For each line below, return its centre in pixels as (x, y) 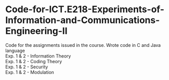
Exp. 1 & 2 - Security (27, 67)
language (15, 50)
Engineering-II (36, 31)
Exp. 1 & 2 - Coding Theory (34, 61)
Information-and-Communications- (83, 20)
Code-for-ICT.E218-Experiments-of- (85, 9)
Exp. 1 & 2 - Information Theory (38, 56)
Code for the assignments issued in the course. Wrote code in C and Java (83, 45)
